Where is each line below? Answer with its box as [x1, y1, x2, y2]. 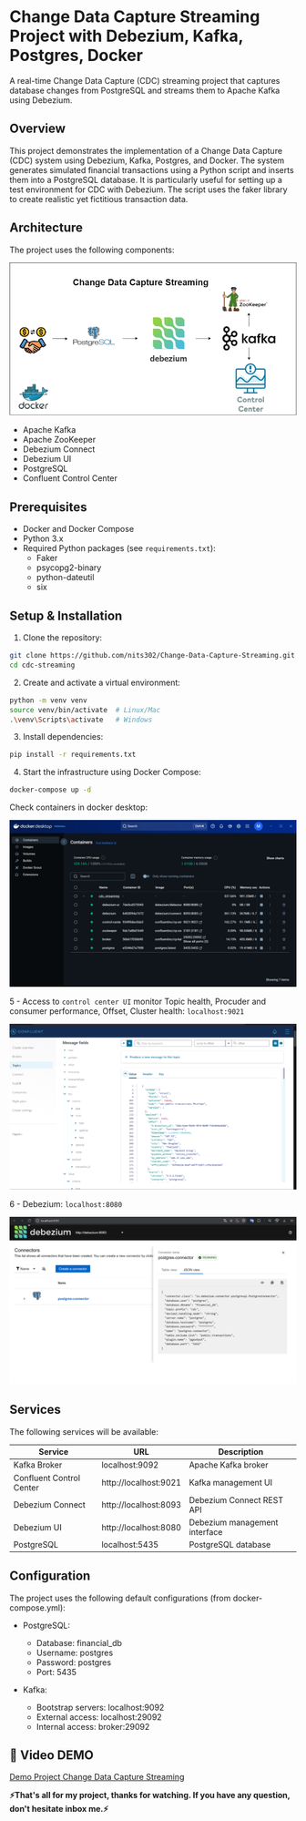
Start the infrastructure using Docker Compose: [22, 767, 202, 778]
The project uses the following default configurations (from [9, 1592, 231, 1603]
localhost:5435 [101, 1540, 159, 1550]
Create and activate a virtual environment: [22, 677, 180, 688]
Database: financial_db [36, 1637, 123, 1648]
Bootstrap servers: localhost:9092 [36, 1702, 165, 1713]
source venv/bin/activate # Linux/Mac [9, 705, 161, 714]
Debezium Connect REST [189, 1494, 284, 1505]
